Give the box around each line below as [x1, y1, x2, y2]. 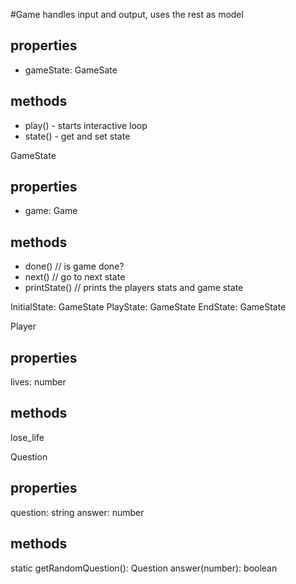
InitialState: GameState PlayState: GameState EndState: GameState [10, 301, 287, 313]
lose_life [10, 431, 45, 443]
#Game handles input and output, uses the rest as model [10, 9, 244, 20]
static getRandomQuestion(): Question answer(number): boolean [10, 562, 278, 574]
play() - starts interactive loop [24, 119, 148, 131]
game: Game [24, 205, 78, 217]
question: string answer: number [10, 506, 145, 518]
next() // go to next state [24, 271, 126, 283]
